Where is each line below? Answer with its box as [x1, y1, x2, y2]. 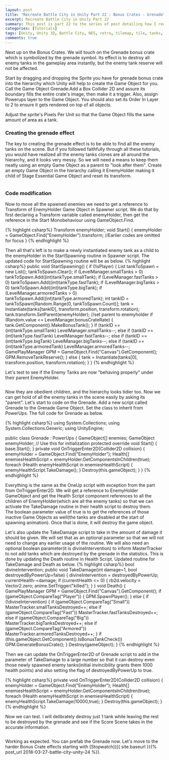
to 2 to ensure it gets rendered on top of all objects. [5, 102, 112, 108]
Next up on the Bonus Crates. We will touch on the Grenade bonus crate [5, 49, 155, 55]
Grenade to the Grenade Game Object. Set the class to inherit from [5, 405, 143, 411]
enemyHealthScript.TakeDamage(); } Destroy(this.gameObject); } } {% [5, 467, 151, 473]
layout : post [5, 7, 33, 13]
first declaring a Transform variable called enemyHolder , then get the [5, 212, 148, 218]
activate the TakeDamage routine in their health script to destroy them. [5, 503, 152, 510]
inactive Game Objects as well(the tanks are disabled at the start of [5, 514, 144, 521]
